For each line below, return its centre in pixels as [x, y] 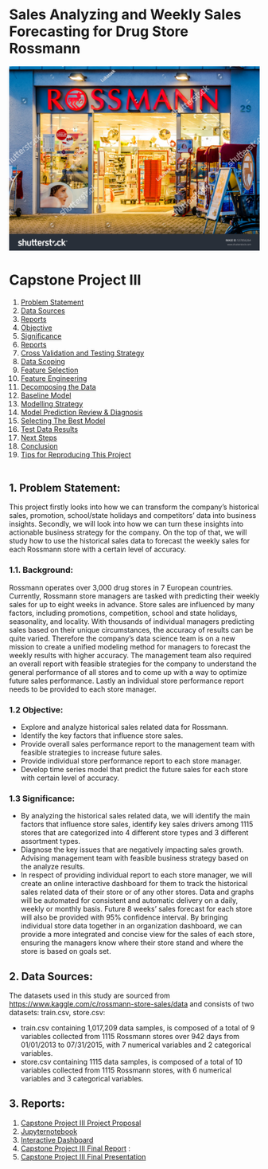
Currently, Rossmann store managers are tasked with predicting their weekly [134, 596]
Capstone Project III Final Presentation [83, 1156]
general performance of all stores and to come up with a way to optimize [128, 672]
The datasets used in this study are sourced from [89, 996]
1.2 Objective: [36, 709]
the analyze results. [53, 867]
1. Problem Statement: [65, 488]
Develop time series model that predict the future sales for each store [134, 769]
